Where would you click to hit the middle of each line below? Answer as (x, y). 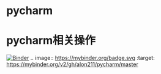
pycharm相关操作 (51, 41)
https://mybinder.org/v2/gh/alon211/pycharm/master (73, 64)
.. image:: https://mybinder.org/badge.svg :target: (92, 58)
